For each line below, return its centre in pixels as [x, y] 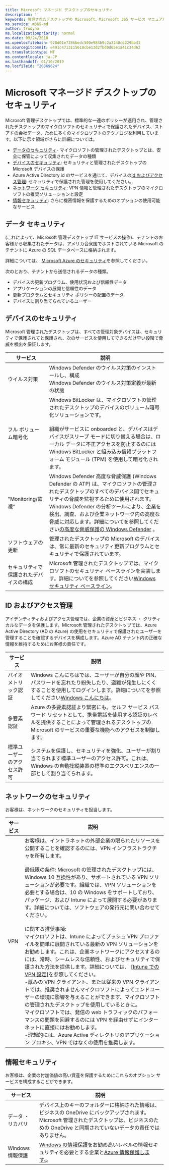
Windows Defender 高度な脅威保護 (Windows [103, 476]
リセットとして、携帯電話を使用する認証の [97, 715]
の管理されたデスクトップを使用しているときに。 [82, 1005]
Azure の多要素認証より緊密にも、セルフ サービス [90, 707]
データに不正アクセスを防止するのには [111, 444]
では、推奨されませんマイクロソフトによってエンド [90, 990]
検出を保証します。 [34, 344]
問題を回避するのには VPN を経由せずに [92, 1020]
